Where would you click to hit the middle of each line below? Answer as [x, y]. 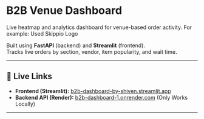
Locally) [25, 104]
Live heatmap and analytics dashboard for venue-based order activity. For [99, 27]
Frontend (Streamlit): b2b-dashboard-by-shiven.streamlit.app [93, 91]
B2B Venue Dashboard [64, 11]
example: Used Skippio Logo [42, 33]
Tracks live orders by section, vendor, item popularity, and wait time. [92, 51]
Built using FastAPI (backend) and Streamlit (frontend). [76, 45]
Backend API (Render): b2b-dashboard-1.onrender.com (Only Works [101, 97]
